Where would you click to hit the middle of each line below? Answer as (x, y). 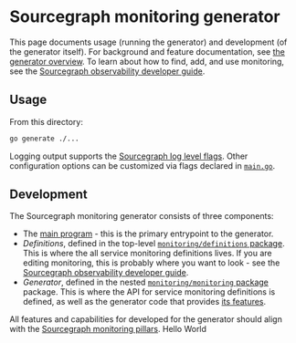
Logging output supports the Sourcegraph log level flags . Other (129, 156)
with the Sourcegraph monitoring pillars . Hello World (108, 329)
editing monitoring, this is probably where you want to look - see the (151, 263)
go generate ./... (44, 139)
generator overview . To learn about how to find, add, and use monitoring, (147, 61)
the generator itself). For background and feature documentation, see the (147, 51)
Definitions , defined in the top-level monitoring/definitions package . (153, 244)
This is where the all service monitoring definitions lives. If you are (147, 254)
